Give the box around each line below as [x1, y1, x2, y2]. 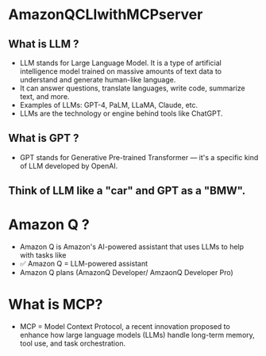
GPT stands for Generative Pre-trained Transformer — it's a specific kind [19, 152, 259, 162]
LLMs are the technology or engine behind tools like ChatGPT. [19, 109, 223, 118]
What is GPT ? [8, 132, 79, 145]
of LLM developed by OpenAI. [19, 161, 118, 170]
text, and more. [19, 92, 70, 101]
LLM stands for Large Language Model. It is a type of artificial [19, 58, 222, 67]
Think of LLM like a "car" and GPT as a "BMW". [8, 184, 246, 197]
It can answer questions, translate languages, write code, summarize [19, 83, 245, 93]
